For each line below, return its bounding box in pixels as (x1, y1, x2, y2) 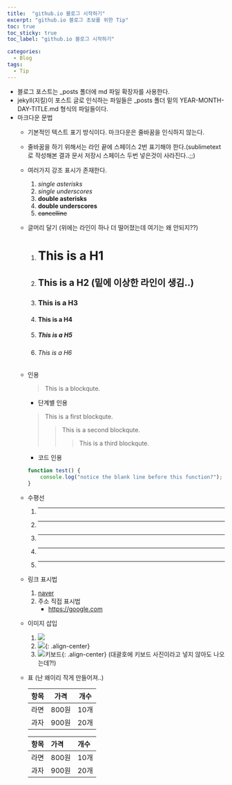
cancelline (37, 209, 68, 217)
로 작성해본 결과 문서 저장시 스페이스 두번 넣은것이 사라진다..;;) (27, 151, 195, 159)
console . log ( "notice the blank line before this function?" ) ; (40, 474, 223, 481)
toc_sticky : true (7, 29, 57, 37)
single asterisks (37, 180, 83, 188)
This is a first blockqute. (44, 412, 113, 421)
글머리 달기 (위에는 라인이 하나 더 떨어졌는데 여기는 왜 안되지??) (27, 223, 199, 231)
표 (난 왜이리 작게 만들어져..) (27, 673, 104, 681)
